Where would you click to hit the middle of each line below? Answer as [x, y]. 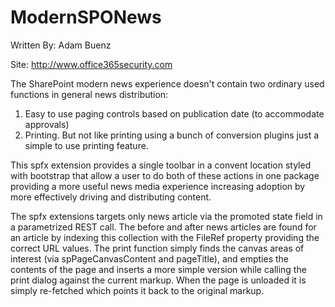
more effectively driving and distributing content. [111, 197]
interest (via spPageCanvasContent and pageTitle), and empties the [150, 258]
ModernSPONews [86, 17]
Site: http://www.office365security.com [91, 64]
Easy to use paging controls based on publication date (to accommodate [174, 113]
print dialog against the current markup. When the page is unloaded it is [158, 280]
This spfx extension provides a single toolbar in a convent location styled [161, 165]
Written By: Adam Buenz [61, 45]
